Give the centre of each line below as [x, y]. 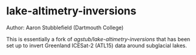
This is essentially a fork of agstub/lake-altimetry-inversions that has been [98, 39]
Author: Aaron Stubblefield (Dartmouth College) [65, 27]
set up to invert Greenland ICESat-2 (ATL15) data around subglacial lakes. [97, 45]
